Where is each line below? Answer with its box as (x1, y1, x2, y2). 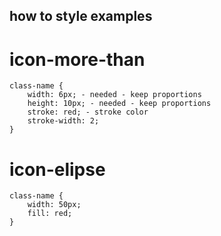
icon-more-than (9, 48, 146, 71)
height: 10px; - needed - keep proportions (27, 99, 212, 109)
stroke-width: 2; (27, 116, 100, 126)
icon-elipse (9, 158, 106, 181)
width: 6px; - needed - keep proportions (27, 90, 202, 100)
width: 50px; (27, 200, 82, 210)
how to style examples (9, 8, 153, 25)
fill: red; (27, 209, 73, 219)
